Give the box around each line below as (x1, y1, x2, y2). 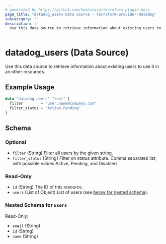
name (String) (12, 233, 38, 239)
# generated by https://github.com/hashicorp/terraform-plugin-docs (5, 7, 150, 12)
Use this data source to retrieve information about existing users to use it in (5, 63, 159, 69)
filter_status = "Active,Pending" (9, 105, 81, 111)
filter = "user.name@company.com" (9, 101, 97, 106)
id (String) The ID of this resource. (12, 184, 83, 190)
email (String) (12, 223, 41, 229)
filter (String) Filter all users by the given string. (12, 150, 113, 156)
